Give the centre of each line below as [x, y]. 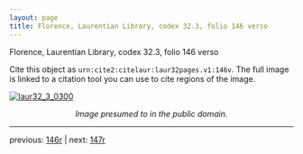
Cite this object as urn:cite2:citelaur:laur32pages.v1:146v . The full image [149, 69]
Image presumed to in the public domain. [151, 113]
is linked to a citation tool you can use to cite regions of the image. [133, 78]
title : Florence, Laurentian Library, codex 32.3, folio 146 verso [139, 26]
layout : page [34, 18]
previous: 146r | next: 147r [57, 140]
